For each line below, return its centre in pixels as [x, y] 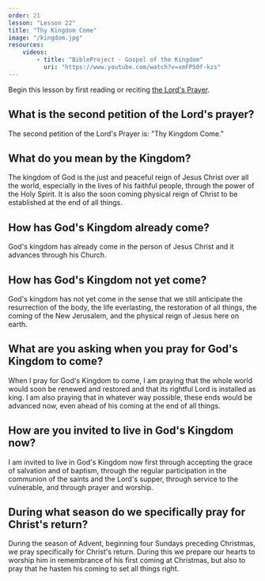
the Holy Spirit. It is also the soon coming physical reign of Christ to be [123, 194]
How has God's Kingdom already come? [109, 228]
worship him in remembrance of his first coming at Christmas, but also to [127, 560]
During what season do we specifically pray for [127, 513]
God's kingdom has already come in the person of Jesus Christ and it [121, 247]
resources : [26, 45]
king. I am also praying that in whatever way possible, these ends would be [131, 397]
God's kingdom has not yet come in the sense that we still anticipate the [125, 299]
